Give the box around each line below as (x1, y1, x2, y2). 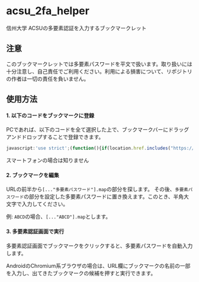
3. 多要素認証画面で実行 (6, 228, 65, 235)
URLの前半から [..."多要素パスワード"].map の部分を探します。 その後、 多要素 (6, 185, 188, 193)
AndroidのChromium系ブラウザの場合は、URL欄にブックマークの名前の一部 (6, 262, 191, 269)
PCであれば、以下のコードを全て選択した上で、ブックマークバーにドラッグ (6, 126, 190, 133)
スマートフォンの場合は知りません (6, 157, 89, 164)
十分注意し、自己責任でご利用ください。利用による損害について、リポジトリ (6, 68, 192, 75)
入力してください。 (21, 200, 69, 208)
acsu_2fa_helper (6, 4, 90, 18)
